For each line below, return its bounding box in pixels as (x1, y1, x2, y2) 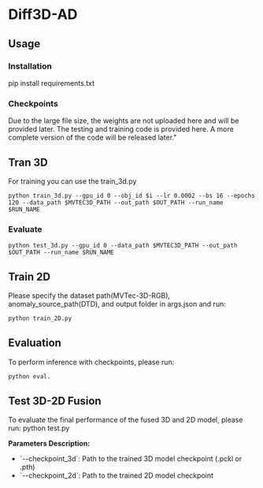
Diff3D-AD (8, 6, 78, 24)
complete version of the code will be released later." (8, 132, 177, 143)
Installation (8, 61, 53, 72)
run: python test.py (8, 423, 70, 433)
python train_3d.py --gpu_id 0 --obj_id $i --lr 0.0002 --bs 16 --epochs (8, 192, 256, 199)
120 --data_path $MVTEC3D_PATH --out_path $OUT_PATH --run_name (8, 199, 224, 207)
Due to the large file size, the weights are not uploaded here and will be (8, 116, 239, 125)
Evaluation (8, 337, 61, 350)
